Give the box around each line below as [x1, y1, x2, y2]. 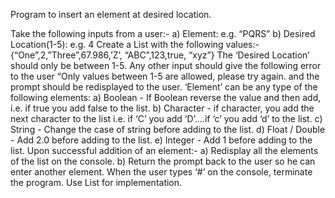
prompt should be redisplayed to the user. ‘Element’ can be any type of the [10, 81, 318, 93]
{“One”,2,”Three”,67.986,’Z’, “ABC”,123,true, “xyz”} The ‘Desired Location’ [10, 49, 310, 61]
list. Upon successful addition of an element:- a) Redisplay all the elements [10, 145, 319, 156]
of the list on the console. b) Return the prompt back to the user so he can [10, 155, 316, 167]
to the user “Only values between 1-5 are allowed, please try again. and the [10, 70, 320, 82]
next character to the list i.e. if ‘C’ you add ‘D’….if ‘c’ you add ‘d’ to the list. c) [10, 113, 323, 124]
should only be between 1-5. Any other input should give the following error [10, 60, 322, 71]
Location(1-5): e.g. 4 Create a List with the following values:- [10, 39, 260, 50]
